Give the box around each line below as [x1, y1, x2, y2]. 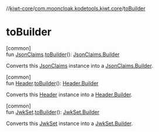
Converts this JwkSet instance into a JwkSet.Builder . [6, 120, 133, 127]
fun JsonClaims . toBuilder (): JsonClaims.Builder [6, 51, 120, 58]
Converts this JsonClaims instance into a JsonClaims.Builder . [6, 62, 153, 69]
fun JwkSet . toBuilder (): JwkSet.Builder [6, 108, 99, 116]
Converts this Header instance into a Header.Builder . [6, 91, 133, 98]
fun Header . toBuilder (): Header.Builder [6, 79, 99, 86]
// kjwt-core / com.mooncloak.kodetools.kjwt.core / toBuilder [6, 5, 146, 12]
